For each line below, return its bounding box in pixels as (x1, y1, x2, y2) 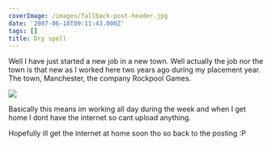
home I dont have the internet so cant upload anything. (8, 113, 192, 123)
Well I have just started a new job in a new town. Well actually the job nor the (8, 56, 264, 66)
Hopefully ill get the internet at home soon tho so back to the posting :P (8, 128, 247, 138)
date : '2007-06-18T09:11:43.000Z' (8, 19, 125, 27)
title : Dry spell (8, 34, 67, 43)
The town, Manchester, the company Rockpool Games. (8, 73, 192, 83)
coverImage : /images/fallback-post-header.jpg (8, 11, 168, 20)
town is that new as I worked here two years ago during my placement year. (8, 65, 261, 75)
